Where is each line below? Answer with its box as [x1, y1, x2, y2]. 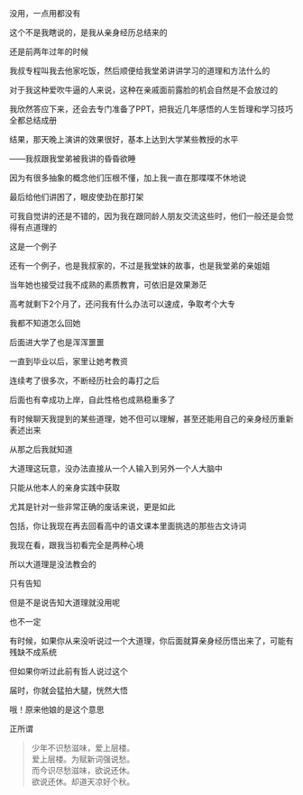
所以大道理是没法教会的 [9, 559, 96, 570]
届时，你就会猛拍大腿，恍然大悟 [9, 685, 128, 696]
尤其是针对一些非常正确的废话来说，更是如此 [9, 501, 176, 512]
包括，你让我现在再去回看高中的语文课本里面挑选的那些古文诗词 [9, 521, 246, 531]
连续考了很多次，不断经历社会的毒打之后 [9, 375, 160, 386]
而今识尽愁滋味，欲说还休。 [31, 765, 135, 775]
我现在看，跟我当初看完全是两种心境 [9, 540, 144, 550]
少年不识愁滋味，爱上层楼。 [31, 743, 135, 753]
